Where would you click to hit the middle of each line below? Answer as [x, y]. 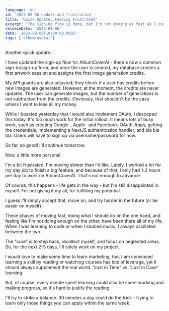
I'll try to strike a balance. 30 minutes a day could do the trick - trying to [79, 297]
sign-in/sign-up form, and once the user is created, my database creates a [82, 67]
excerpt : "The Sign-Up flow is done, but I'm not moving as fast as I [81, 24]
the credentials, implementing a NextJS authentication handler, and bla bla [82, 130]
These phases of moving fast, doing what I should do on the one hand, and [83, 216]
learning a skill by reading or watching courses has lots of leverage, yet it [81, 262]
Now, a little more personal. [33, 155]
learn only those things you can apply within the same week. [68, 303]
